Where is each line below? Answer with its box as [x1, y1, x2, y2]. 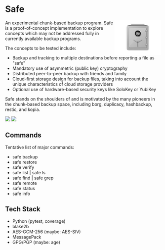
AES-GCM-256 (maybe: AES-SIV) [12, 229, 81, 235]
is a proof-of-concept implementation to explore [5, 25, 104, 31]
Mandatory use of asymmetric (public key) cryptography [12, 65, 127, 71]
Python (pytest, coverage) [12, 218, 66, 224]
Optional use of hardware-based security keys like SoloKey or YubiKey [12, 86, 157, 92]
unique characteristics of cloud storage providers [12, 81, 113, 87]
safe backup [12, 153, 38, 159]
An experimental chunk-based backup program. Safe [5, 20, 114, 26]
